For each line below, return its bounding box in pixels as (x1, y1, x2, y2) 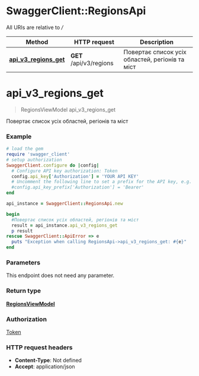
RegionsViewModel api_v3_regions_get (20, 106, 116, 113)
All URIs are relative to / (6, 24, 63, 31)
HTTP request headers (6, 343, 73, 351)
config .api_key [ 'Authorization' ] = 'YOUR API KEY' (11, 173, 139, 179)
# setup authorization (6, 157, 62, 162)
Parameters (6, 258, 40, 266)
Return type (6, 286, 41, 295)
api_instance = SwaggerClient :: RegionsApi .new (6, 200, 123, 207)
